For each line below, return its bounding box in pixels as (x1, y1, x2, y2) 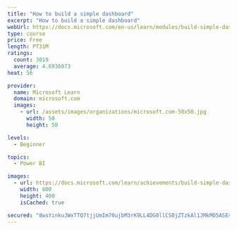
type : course (7, 30, 46, 37)
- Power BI (13, 160, 46, 167)
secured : (7, 212, 33, 219)
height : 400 (20, 192, 55, 200)
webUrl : (7, 23, 30, 30)
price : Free (7, 37, 42, 44)
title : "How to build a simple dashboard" (7, 10, 134, 18)
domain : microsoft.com (13, 95, 80, 102)
